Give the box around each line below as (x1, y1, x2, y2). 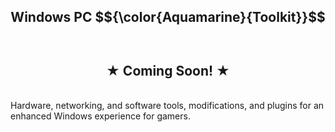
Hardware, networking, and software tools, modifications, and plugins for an (10, 100, 325, 112)
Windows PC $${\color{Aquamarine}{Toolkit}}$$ (10, 9, 326, 26)
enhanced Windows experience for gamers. (10, 110, 191, 122)
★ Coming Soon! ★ (105, 62, 231, 79)
